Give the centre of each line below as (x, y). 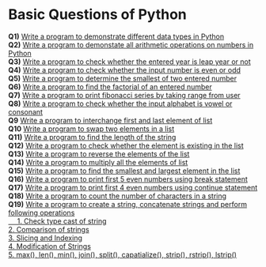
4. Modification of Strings (49, 246)
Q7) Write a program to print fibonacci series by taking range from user (124, 95)
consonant (26, 111)
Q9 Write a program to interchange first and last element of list (110, 120)
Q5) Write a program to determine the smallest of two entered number (123, 78)
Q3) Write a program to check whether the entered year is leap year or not (129, 62)
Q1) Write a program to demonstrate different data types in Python (116, 36)
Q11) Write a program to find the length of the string (92, 137)
